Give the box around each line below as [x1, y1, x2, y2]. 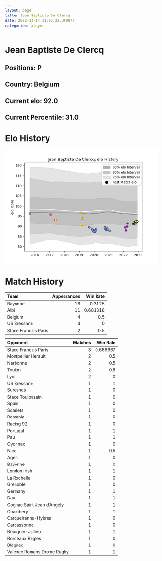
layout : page [5, 8, 32, 13]
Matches [73, 339, 91, 345]
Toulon [7, 367, 21, 373]
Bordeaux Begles [7, 535, 41, 541]
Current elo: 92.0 [5, 97, 58, 105]
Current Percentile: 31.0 [5, 113, 79, 121]
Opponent [7, 339, 28, 345]
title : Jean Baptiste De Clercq [5, 13, 70, 18]
